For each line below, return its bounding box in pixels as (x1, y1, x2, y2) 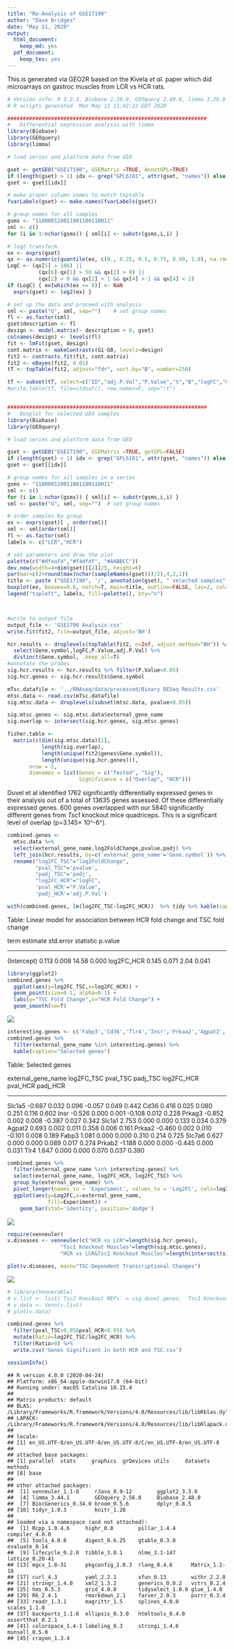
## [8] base (7, 1469, 42, 1476)
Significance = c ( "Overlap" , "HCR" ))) (79, 776, 192, 783)
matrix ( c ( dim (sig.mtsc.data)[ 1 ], (13, 737, 111, 744)
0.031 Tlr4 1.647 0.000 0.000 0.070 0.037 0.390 (7, 1146, 145, 1154)
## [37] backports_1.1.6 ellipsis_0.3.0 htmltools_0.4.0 (7, 1610, 186, 1618)
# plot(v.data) (7, 1308, 52, 1315)
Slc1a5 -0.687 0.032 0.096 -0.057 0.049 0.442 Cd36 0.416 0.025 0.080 (7, 1101, 213, 1110)
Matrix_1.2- (191, 1561, 226, 1569)
